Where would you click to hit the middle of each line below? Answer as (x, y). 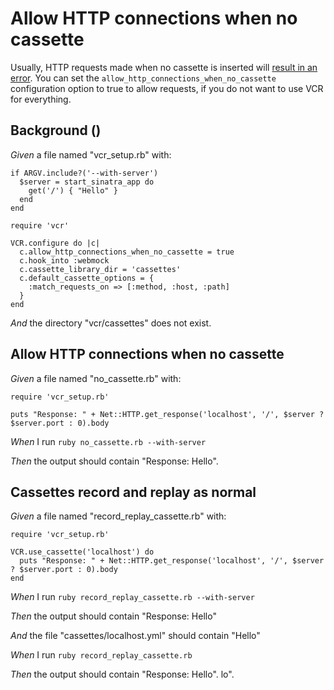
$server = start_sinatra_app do (87, 182)
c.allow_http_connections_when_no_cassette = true (127, 252)
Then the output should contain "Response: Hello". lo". (122, 674)
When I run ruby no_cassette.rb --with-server (108, 441)
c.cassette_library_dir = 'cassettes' (100, 269)
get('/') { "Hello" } (73, 190)
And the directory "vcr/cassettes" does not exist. (111, 323)
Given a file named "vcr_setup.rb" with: (91, 154)
